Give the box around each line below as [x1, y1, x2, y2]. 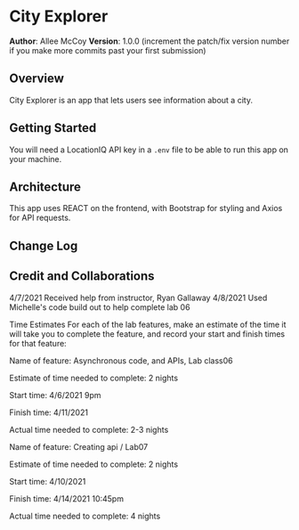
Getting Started [9, 120, 97, 135]
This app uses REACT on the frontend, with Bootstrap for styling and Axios [9, 203, 283, 214]
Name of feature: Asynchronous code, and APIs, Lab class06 [9, 355, 233, 366]
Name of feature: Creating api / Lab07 [9, 441, 149, 452]
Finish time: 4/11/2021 [9, 407, 89, 418]
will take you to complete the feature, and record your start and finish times [9, 328, 286, 339]
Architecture [9, 179, 82, 194]
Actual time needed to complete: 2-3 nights [9, 424, 169, 435]
